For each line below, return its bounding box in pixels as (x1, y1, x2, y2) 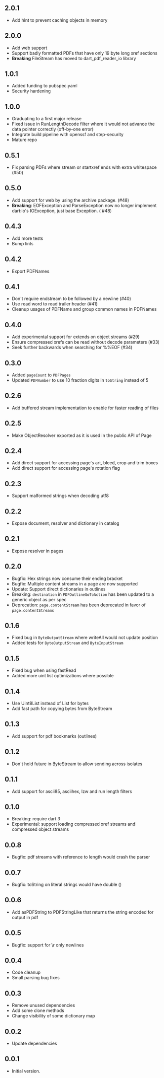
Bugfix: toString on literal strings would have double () (11, 881, 122, 887)
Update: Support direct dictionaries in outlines (11, 586, 106, 592)
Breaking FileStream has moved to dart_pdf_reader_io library (11, 55, 136, 61)
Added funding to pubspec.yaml (11, 83, 78, 89)
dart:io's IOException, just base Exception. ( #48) (11, 208, 112, 214)
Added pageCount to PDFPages (11, 372, 71, 378)
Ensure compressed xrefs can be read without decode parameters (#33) (11, 339, 160, 345)
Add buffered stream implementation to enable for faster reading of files (11, 405, 159, 411)
